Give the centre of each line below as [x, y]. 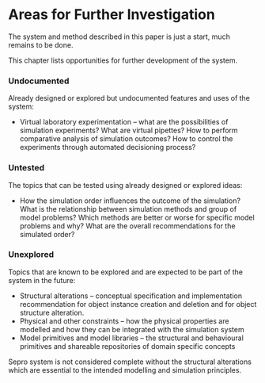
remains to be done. [41, 44]
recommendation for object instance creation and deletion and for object [138, 304]
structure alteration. [52, 312]
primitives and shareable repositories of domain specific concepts [127, 346]
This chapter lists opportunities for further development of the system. [123, 60]
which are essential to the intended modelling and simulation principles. [125, 370]
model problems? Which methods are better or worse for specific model [137, 217]
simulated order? [47, 234]
